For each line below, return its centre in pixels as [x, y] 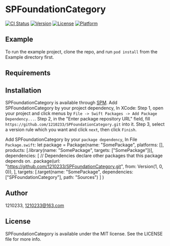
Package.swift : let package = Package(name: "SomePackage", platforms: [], [84, 145]
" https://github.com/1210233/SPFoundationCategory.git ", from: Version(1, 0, [84, 166]
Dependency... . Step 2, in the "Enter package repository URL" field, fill [78, 118]
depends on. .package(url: [33, 161]
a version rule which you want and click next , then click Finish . [71, 129]
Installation [23, 90]
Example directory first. [30, 57]
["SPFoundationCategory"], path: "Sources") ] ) [55, 177]
